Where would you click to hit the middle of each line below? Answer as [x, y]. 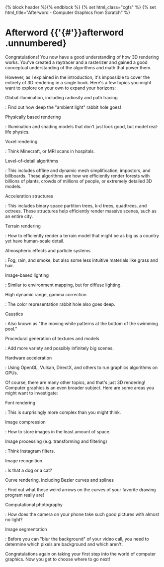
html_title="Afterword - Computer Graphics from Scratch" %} [68, 12]
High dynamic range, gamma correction [46, 294]
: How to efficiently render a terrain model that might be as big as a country [82, 235]
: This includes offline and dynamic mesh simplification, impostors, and [78, 170]
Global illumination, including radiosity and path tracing [61, 97]
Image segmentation [26, 529]
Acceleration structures [29, 196]
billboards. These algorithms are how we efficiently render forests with [78, 176]
